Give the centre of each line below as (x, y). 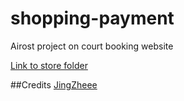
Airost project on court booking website (92, 46)
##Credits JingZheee (54, 84)
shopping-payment (92, 18)
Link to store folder (49, 65)
